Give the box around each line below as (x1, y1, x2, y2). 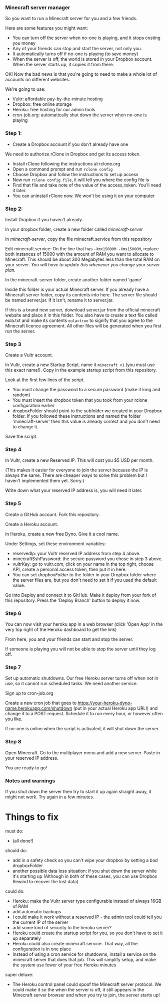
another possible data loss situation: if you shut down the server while (12, 868, 157, 874)
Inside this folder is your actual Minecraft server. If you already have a (5, 286, 149, 292)
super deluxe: (5, 971, 33, 977)
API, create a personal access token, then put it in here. (12, 566, 127, 572)
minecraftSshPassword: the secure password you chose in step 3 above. (12, 556, 163, 562)
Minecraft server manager (5, 4, 70, 11)
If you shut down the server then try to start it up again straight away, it (5, 788, 151, 794)
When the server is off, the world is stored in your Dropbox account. (12, 56, 152, 62)
